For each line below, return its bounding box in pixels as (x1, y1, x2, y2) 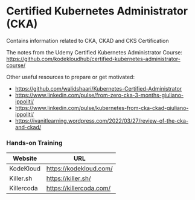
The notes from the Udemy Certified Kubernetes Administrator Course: (6, 48, 183, 56)
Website (13, 154, 37, 163)
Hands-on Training (6, 138, 63, 147)
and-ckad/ (14, 123, 42, 131)
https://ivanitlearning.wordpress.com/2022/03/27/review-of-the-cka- (14, 117, 189, 124)
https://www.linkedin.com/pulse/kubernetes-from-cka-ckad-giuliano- (14, 104, 189, 111)
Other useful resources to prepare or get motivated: (6, 73, 135, 80)
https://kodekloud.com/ (46, 164, 113, 173)
